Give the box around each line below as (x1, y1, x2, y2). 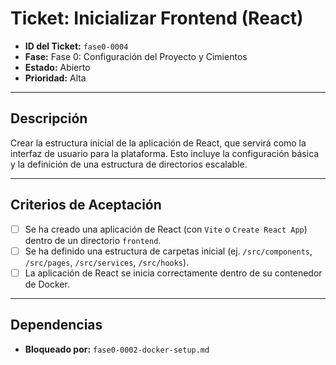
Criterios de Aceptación (10, 197, 162, 214)
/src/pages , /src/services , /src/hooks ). (24, 256, 190, 268)
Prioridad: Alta (24, 72, 87, 84)
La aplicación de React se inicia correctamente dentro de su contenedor (24, 267, 323, 279)
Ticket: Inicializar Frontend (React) (10, 7, 304, 30)
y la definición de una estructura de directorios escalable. (10, 158, 248, 170)
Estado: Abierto (24, 61, 91, 73)
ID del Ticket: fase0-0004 (24, 40, 129, 52)
